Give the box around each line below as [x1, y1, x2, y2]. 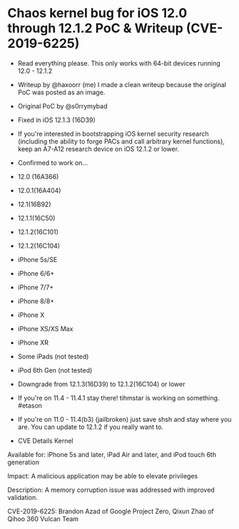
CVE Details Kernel [17, 436, 73, 445]
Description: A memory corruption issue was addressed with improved [7, 485, 215, 494]
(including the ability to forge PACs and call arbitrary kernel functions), [17, 137, 225, 146]
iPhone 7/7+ [17, 283, 54, 291]
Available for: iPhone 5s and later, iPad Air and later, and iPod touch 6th [7, 450, 216, 458]
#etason [17, 401, 43, 410]
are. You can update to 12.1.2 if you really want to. [17, 423, 164, 431]
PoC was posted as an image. [17, 88, 106, 96]
